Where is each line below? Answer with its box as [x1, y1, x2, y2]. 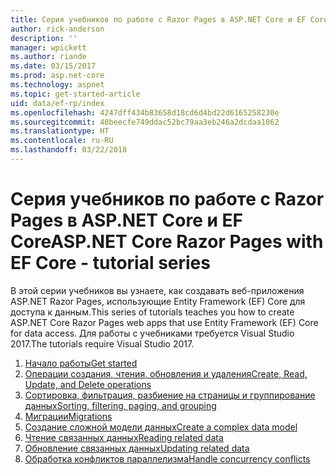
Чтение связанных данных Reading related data [24, 431, 224, 443]
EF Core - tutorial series [10, 252, 211, 275]
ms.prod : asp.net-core [10, 71, 105, 81]
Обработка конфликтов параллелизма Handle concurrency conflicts [24, 452, 311, 465]
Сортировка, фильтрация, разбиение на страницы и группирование [24, 389, 316, 401]
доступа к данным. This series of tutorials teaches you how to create [10, 306, 295, 318]
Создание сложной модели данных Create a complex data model [24, 421, 298, 433]
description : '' [10, 33, 78, 43]
